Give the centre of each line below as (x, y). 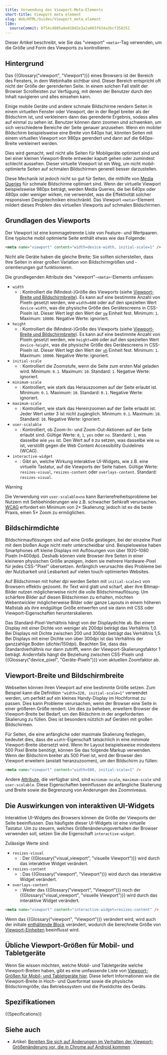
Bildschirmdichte (32, 528)
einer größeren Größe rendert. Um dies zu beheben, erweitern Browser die (82, 709)
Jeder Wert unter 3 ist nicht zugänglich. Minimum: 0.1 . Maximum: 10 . (90, 414)
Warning (14, 487)
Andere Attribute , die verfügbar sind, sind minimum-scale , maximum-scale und (83, 779)
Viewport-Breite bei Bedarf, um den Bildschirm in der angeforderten (75, 714)
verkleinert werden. (38, 143)
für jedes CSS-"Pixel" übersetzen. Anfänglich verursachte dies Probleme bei (83, 567)
